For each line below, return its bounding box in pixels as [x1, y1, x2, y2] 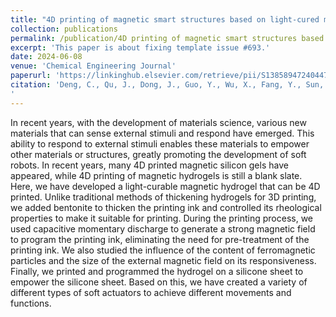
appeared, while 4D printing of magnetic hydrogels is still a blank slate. [10, 169, 303, 181]
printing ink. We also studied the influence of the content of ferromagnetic [10, 244, 316, 256]
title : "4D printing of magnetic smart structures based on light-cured [10, 14, 320, 25]
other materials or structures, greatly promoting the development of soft [10, 148, 307, 160]
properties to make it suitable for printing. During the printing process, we [10, 212, 314, 224]
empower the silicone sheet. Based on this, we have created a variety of [10, 276, 308, 288]
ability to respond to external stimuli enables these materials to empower [10, 137, 310, 150]
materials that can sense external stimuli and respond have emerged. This [10, 127, 315, 139]
